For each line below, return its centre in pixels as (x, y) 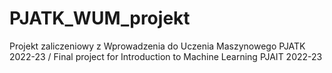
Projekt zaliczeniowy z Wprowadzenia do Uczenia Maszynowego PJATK (157, 46)
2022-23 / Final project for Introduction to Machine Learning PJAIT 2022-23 (166, 56)
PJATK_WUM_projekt (100, 18)
